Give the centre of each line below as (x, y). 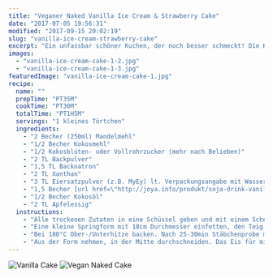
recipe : (22, 83)
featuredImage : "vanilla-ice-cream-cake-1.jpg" (91, 76)
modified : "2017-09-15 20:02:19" (65, 31)
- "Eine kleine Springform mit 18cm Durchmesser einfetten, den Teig (143, 227)
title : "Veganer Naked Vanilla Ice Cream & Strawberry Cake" (114, 16)
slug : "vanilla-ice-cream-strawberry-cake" (83, 38)
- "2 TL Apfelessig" (58, 204)
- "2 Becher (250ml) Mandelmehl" (80, 136)
